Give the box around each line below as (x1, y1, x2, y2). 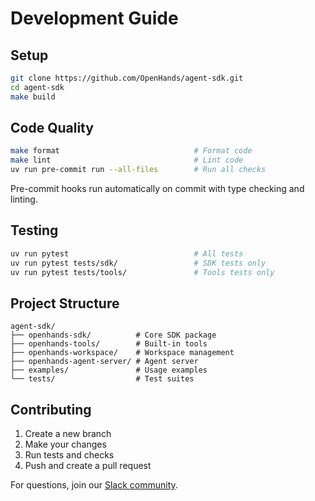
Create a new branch (24, 428, 112, 440)
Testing (10, 222, 59, 239)
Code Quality (10, 120, 94, 137)
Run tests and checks (24, 449, 115, 461)
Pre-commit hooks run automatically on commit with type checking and (10, 183, 305, 195)
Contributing (10, 401, 92, 418)
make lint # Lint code (10, 155, 244, 166)
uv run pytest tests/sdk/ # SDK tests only (10, 258, 267, 268)
